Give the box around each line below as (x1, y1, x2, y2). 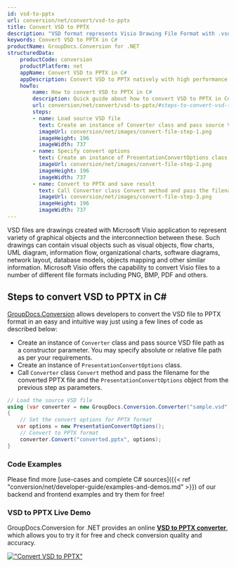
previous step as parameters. (17, 383, 103, 391)
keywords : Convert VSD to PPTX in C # (7, 37, 118, 44)
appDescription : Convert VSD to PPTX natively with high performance (20, 75, 228, 83)
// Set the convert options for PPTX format (20, 416, 152, 423)
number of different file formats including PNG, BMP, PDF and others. (7, 270, 209, 279)
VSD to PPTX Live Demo (7, 507, 91, 517)
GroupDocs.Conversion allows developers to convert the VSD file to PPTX (7, 310, 221, 318)
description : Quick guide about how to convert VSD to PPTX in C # (32, 96, 231, 103)
